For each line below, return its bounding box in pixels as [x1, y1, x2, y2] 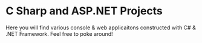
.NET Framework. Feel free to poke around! [5, 30, 113, 37]
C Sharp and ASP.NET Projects [5, 4, 163, 18]
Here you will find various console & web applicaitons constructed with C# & [5, 24, 196, 31]
